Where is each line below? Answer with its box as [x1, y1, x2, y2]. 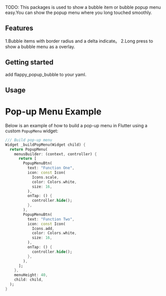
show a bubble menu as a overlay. [5, 44, 76, 50]
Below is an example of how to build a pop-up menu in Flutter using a [5, 122, 148, 128]
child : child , [14, 277, 43, 282]
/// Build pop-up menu [5, 137, 52, 142]
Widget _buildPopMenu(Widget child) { [5, 142, 86, 147]
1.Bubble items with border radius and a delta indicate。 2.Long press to [5, 38, 154, 44]
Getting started [5, 58, 54, 67]
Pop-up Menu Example [5, 106, 102, 117]
